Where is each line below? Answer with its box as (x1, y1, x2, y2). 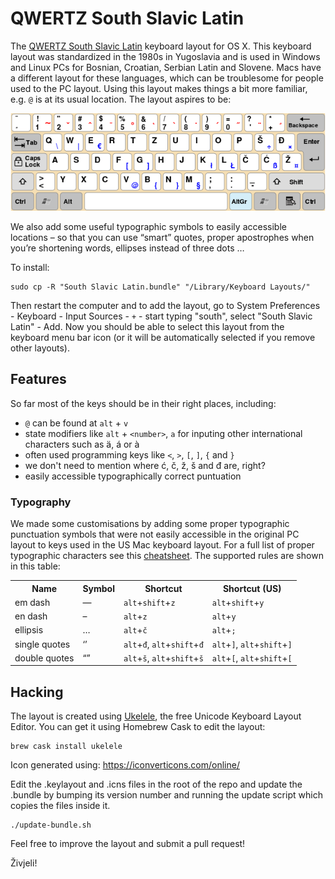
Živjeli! (10, 857, 38, 869)
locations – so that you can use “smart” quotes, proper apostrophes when (10, 231, 315, 243)
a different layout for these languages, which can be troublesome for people (10, 72, 324, 84)
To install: (10, 261, 50, 273)
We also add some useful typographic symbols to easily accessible (10, 220, 287, 232)
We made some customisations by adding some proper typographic (10, 518, 290, 530)
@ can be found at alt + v (24, 417, 129, 429)
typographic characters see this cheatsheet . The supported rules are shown (10, 550, 324, 562)
